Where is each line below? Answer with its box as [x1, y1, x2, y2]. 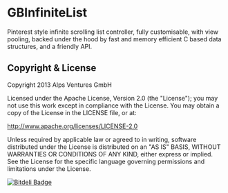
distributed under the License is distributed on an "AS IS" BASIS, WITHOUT [7, 143, 221, 151]
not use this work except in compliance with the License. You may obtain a [7, 101, 220, 110]
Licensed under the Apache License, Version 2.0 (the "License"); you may [7, 94, 218, 102]
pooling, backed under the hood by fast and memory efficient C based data [7, 34, 222, 43]
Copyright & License [7, 62, 97, 74]
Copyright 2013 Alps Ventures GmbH [7, 81, 113, 89]
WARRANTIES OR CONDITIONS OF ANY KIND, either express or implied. [7, 150, 213, 158]
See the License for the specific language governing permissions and [7, 157, 205, 165]
